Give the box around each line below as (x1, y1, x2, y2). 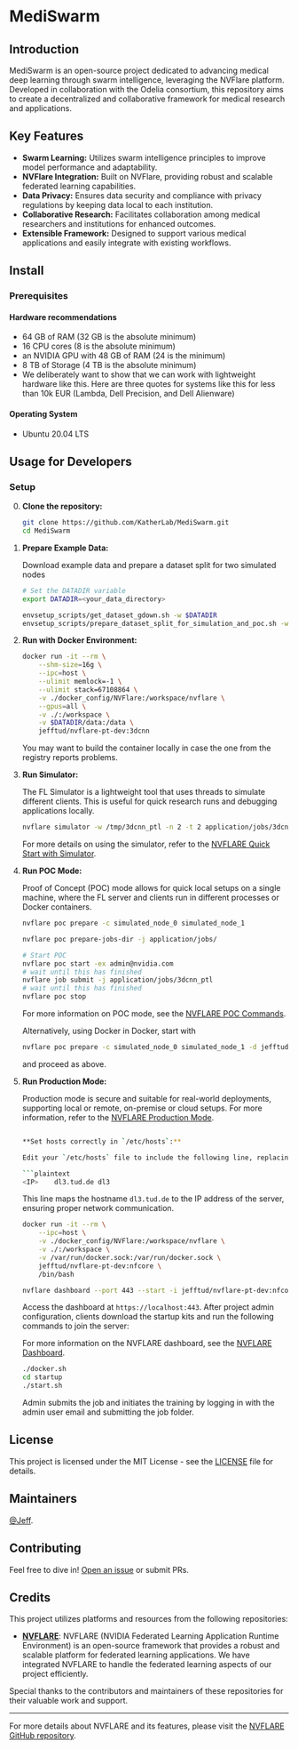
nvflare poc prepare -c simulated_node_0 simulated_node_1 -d (21, 1043, 257, 1052)
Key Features (9, 129, 84, 144)
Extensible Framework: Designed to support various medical (21, 228, 247, 238)
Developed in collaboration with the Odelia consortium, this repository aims (9, 84, 284, 94)
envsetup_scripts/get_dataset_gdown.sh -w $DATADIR (21, 611, 217, 620)
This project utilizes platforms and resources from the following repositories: (9, 1614, 288, 1625)
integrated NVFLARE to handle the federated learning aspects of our (21, 1659, 272, 1670)
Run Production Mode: (21, 1076, 107, 1087)
